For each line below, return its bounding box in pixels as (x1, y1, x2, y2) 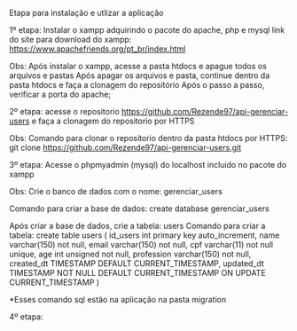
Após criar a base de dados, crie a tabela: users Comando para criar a (9, 221, 266, 231)
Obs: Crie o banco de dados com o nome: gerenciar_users (9, 186, 223, 196)
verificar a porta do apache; (9, 89, 112, 99)
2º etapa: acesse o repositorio (9, 106, 120, 116)
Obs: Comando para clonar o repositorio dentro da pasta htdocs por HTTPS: (9, 133, 288, 143)
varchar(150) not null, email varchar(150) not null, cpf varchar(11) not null (9, 240, 274, 249)
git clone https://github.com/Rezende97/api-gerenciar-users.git (9, 142, 242, 153)
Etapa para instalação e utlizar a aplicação (9, 8, 164, 18)
